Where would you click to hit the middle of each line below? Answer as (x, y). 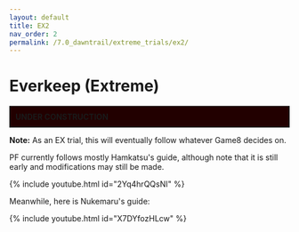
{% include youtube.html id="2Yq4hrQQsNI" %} (97, 184)
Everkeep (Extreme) (85, 86)
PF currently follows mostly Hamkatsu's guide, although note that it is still (144, 157)
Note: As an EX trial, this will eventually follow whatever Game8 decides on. (148, 140)
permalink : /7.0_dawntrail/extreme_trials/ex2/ (99, 42)
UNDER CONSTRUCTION (62, 117)
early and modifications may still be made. (87, 167)
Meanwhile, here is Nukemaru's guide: (80, 202)
